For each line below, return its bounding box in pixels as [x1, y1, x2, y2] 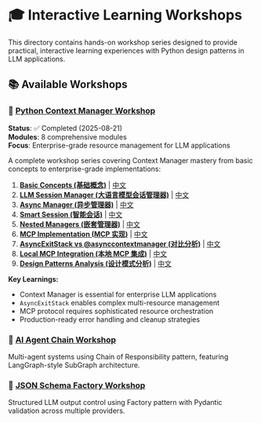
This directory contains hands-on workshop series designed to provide [8, 37, 237, 47]
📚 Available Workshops [8, 78, 128, 91]
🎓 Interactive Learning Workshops [8, 6, 243, 24]
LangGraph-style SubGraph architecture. [8, 360, 140, 370]
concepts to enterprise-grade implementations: [8, 164, 161, 173]
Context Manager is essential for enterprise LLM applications [19, 290, 217, 299]
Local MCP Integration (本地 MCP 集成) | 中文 [19, 249, 167, 258]
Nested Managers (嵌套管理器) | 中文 [19, 219, 141, 228]
